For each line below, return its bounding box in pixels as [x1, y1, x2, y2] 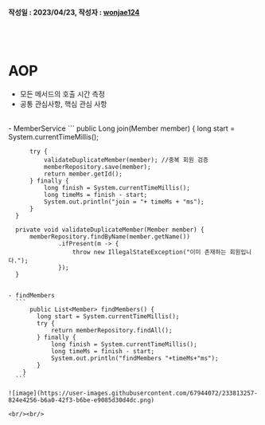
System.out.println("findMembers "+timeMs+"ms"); [50, 355, 219, 363]
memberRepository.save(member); [43, 163, 151, 171]
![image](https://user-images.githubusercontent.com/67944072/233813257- [8, 389, 259, 398]
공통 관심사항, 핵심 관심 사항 [19, 100, 107, 109]
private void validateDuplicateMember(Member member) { [15, 226, 205, 234]
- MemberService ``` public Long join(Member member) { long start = [8, 124, 236, 133]
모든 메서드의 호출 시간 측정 [19, 89, 106, 99]
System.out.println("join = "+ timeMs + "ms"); [43, 198, 205, 207]
